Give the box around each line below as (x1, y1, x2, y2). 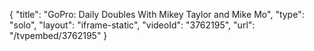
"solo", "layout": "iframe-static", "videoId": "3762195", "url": (9, 19, 256, 31)
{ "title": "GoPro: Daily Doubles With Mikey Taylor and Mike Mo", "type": (9, 9, 305, 20)
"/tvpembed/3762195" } (9, 30, 108, 41)
